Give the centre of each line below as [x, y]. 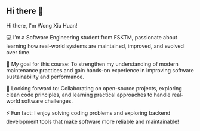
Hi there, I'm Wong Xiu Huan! [42, 25]
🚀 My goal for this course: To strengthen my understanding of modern [92, 64]
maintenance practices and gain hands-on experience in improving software [100, 70]
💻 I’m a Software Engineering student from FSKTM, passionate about [92, 37]
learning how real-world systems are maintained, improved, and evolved [95, 46]
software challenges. [47, 101]
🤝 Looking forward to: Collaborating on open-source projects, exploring [94, 88]
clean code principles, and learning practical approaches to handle [88, 95]
